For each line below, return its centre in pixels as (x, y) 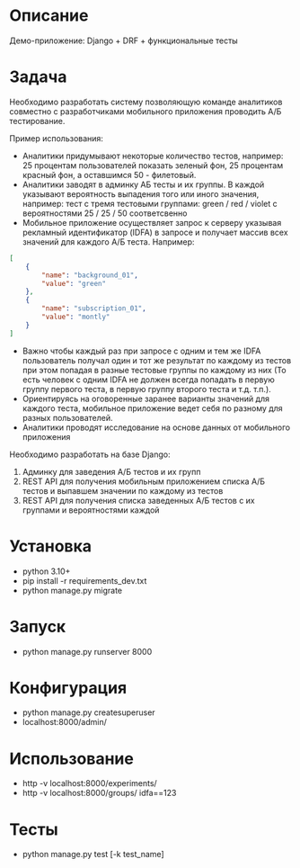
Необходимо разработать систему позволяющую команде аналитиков (146, 102)
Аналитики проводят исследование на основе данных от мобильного (156, 427)
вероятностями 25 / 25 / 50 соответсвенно (105, 213)
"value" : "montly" (76, 317)
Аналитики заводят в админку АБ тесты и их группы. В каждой (143, 184)
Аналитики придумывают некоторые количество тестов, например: (153, 156)
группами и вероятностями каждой (91, 510)
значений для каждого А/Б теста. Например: (108, 242)
